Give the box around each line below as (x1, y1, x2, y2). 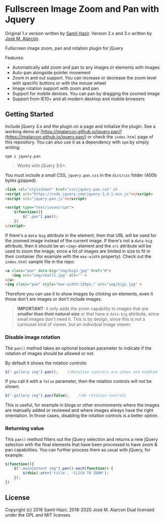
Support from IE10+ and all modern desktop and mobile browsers (12, 95, 145, 102)
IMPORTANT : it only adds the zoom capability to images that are (17, 305, 149, 312)
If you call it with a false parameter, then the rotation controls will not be (5, 378, 152, 384)
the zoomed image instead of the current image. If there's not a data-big (5, 237, 153, 243)
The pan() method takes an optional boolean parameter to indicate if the (5, 345, 152, 351)
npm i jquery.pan (5, 154, 41, 159)
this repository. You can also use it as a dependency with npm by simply (5, 139, 149, 145)
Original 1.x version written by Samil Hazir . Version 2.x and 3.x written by (5, 30, 152, 36)
